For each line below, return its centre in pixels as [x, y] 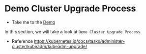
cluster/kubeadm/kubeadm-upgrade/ [49, 46]
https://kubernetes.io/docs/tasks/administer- [79, 41]
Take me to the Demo [33, 22]
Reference [22, 41]
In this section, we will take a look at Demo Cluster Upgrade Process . [73, 31]
